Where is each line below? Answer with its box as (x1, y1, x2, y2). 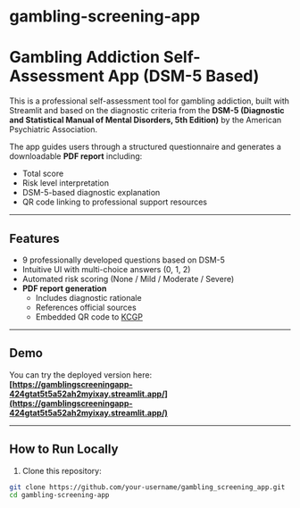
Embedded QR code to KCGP (35, 311, 143, 322)
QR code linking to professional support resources (21, 196, 208, 207)
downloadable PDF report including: (9, 151, 143, 162)
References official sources (35, 302, 137, 312)
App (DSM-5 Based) (107, 66, 260, 87)
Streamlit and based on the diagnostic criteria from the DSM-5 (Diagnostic (9, 105, 285, 116)
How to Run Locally (9, 442, 119, 457)
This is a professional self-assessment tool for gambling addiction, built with (9, 96, 290, 106)
